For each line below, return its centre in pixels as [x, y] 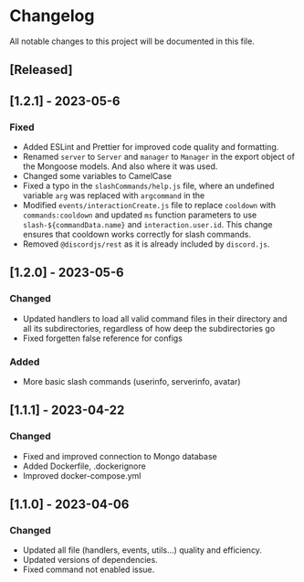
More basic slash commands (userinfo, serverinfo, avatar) [131, 381]
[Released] [41, 70]
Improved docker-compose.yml [82, 475]
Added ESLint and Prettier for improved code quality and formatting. [151, 147]
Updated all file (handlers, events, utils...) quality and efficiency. [142, 550]
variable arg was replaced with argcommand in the [114, 196]
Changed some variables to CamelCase [97, 176]
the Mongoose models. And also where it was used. [120, 166]
